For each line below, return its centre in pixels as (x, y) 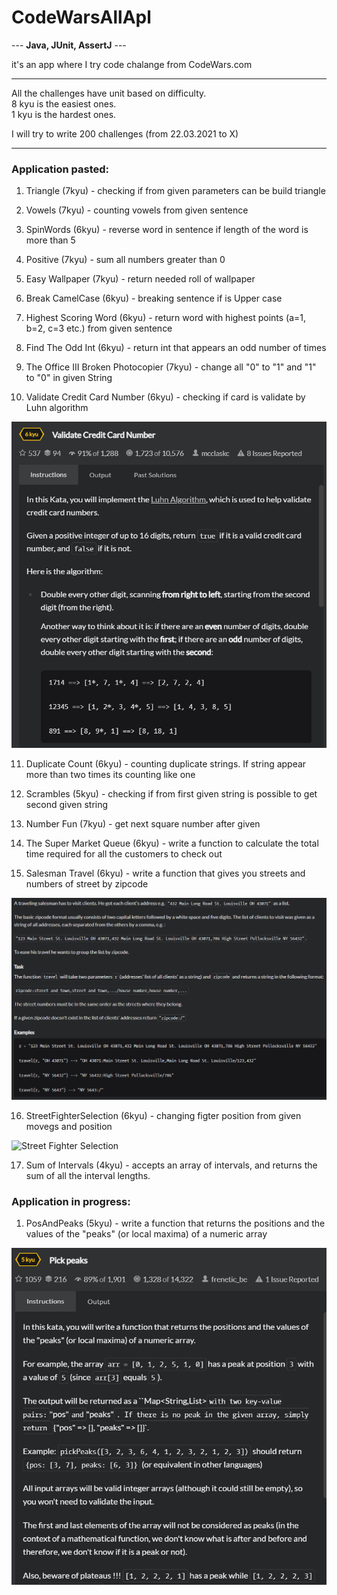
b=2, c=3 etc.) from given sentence (99, 328)
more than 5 (50, 240)
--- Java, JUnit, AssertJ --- (69, 45)
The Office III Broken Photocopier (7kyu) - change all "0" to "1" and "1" (171, 367)
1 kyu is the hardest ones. (64, 114)
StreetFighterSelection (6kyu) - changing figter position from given (163, 1115)
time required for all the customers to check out (124, 854)
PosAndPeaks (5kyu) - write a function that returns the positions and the (175, 1223)
